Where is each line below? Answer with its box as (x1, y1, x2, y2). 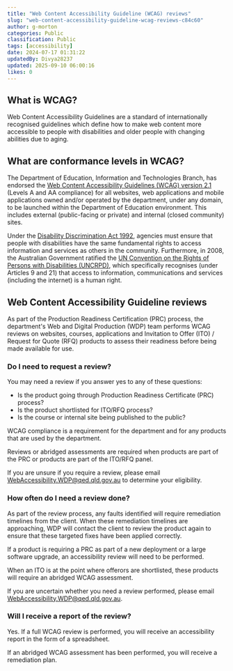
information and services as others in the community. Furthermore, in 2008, (7, 247, 225, 255)
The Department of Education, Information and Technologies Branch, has (7, 173, 217, 182)
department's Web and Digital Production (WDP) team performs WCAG (7, 322, 211, 330)
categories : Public (7, 29, 64, 37)
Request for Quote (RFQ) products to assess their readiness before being (7, 337, 217, 345)
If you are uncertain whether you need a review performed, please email (7, 587, 214, 595)
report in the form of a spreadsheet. (7, 635, 110, 643)
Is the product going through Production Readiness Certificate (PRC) (17, 391, 214, 399)
